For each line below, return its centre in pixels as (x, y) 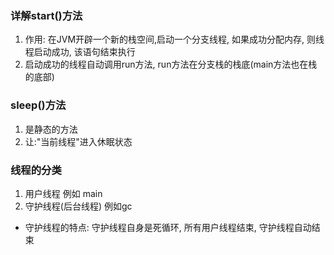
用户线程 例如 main (63, 193)
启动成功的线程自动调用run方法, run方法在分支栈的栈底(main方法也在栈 (171, 64)
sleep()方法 (38, 105)
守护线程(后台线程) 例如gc (78, 206)
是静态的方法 (51, 129)
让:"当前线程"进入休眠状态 (78, 141)
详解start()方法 (46, 15)
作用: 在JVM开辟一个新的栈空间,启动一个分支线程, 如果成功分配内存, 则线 (174, 39)
